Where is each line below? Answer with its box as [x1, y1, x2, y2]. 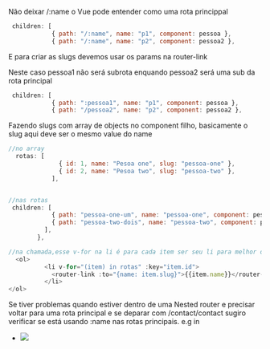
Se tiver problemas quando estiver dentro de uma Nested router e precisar [8, 300, 256, 310]
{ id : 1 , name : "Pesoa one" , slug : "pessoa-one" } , [59, 160, 235, 168]
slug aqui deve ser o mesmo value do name [8, 129, 153, 139]
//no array [8, 144, 45, 153]
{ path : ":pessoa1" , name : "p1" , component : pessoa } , [51, 99, 239, 107]
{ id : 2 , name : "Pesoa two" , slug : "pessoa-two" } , [59, 167, 235, 175]
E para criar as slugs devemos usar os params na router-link [8, 51, 208, 61]
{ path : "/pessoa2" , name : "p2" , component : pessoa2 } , [51, 106, 243, 115]
